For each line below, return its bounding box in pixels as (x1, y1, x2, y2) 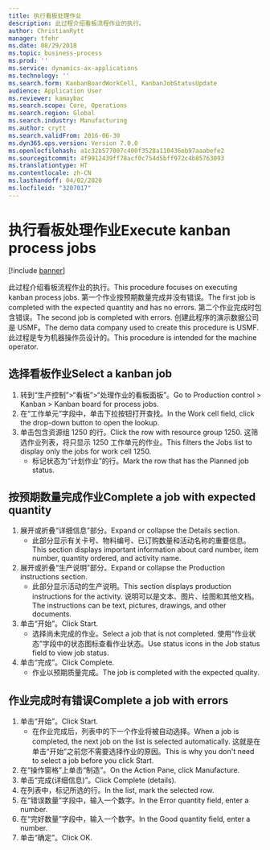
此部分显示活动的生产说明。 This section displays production (31, 582, 231, 591)
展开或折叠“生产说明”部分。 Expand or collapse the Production (19, 563, 226, 573)
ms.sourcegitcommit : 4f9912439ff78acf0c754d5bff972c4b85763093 (8, 154, 225, 162)
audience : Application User (8, 86, 103, 95)
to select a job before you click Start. (31, 756, 154, 765)
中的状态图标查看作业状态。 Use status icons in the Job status (55, 639, 260, 649)
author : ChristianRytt (8, 27, 84, 35)
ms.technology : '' (8, 72, 70, 80)
